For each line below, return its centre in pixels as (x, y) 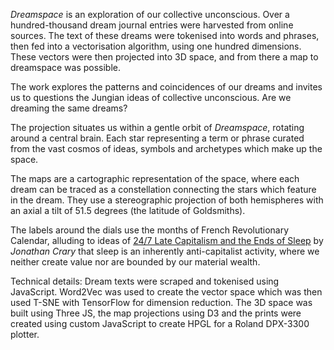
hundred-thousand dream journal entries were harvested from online (152, 25)
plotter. (25, 334)
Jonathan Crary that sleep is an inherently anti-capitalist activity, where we (165, 251)
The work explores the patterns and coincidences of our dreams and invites (166, 87)
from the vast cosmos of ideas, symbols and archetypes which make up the (166, 148)
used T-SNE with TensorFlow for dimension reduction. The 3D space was (161, 302)
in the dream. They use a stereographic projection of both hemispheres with (167, 200)
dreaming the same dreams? (69, 108)
